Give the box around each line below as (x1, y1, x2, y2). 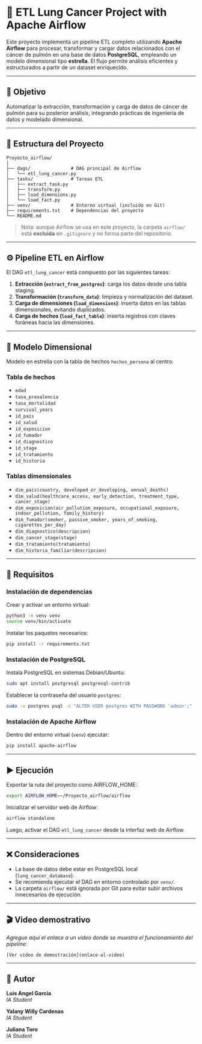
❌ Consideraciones (6, 849, 80, 860)
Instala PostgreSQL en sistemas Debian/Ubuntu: (6, 669, 125, 677)
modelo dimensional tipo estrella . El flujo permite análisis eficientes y (6, 57, 178, 64)
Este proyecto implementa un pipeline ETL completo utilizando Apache (6, 38, 182, 45)
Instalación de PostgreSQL (6, 655, 86, 664)
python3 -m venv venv (6, 613, 61, 619)
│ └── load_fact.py (6, 197, 61, 203)
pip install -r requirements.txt (6, 641, 90, 647)
